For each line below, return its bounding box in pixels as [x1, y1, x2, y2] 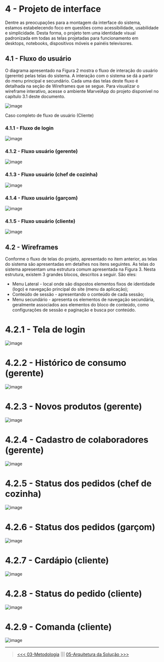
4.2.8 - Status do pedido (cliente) [5, 588, 143, 599]
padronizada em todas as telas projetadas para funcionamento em [5, 35, 139, 41]
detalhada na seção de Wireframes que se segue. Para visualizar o [5, 83, 140, 89]
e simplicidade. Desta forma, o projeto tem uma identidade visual [5, 30, 136, 36]
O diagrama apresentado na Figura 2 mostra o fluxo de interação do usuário [5, 67, 158, 73]
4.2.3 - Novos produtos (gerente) [5, 401, 143, 412]
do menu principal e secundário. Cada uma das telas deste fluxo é [5, 78, 138, 84]
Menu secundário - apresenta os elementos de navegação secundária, [12, 297, 155, 302]
